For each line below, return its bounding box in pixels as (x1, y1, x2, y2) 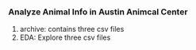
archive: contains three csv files (19, 25, 125, 34)
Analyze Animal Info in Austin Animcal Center (8, 6, 188, 17)
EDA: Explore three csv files (19, 33, 111, 42)
